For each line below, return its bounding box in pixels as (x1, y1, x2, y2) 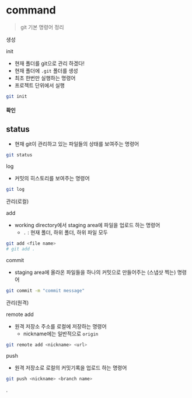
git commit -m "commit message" (6, 287, 85, 293)
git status (6, 152, 33, 158)
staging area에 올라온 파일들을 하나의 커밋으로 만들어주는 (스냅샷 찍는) (14, 269, 176, 276)
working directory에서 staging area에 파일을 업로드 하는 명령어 (14, 221, 160, 228)
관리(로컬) (6, 197, 29, 205)
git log (6, 187, 25, 193)
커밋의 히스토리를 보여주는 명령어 (14, 175, 90, 182)
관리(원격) (6, 299, 29, 306)
